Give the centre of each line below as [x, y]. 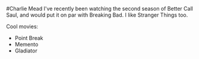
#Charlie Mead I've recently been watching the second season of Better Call [99, 9]
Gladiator [26, 51]
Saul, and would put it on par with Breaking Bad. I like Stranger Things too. [97, 15]
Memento [26, 44]
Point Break [29, 38]
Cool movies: [22, 27]
